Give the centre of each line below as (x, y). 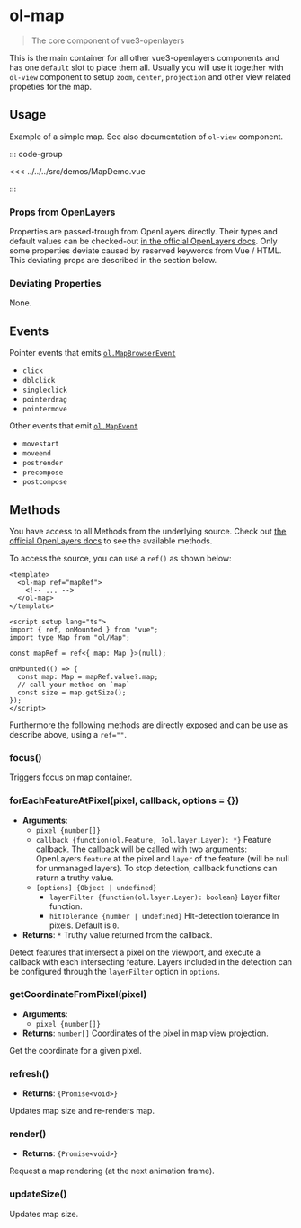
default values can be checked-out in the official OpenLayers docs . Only (143, 241)
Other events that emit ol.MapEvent (74, 426)
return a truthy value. (75, 878)
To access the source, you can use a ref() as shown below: (120, 558)
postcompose (44, 482)
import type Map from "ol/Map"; (70, 637)
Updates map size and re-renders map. (82, 1111)
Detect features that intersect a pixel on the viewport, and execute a (135, 952)
